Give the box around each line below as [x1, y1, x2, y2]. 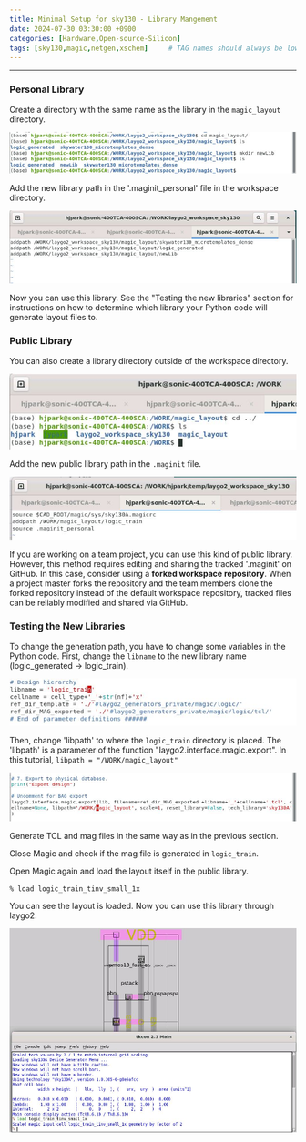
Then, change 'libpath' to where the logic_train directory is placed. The [9, 735, 282, 746]
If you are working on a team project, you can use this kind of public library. [9, 549, 293, 560]
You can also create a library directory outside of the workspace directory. [9, 355, 289, 366]
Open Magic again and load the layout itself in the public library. [9, 865, 249, 876]
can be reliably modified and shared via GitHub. [9, 597, 189, 609]
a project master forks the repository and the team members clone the [9, 578, 273, 589]
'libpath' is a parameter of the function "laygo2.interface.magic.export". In [9, 744, 287, 755]
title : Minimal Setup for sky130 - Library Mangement [9, 15, 219, 24]
